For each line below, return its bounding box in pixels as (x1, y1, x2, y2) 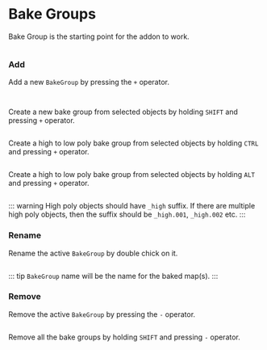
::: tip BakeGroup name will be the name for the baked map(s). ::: (8, 271, 219, 280)
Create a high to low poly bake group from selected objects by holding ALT (8, 170, 256, 179)
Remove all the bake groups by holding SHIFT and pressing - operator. (8, 332, 240, 342)
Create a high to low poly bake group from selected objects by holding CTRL (8, 138, 259, 148)
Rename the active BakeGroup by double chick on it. (8, 248, 178, 258)
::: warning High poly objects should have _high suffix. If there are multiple (8, 201, 256, 211)
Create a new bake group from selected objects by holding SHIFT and (8, 107, 238, 117)
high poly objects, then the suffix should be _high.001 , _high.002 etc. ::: (8, 209, 246, 219)
